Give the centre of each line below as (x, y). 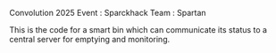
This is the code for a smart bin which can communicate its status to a (138, 30)
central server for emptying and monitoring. (90, 39)
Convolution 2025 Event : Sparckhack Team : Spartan (108, 13)
